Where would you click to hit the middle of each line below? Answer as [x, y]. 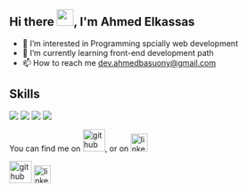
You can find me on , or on [69, 148]
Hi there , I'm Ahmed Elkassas [102, 22]
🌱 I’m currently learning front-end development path [118, 52]
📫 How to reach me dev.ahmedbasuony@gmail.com [119, 62]
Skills [25, 94]
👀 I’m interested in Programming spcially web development [130, 43]
